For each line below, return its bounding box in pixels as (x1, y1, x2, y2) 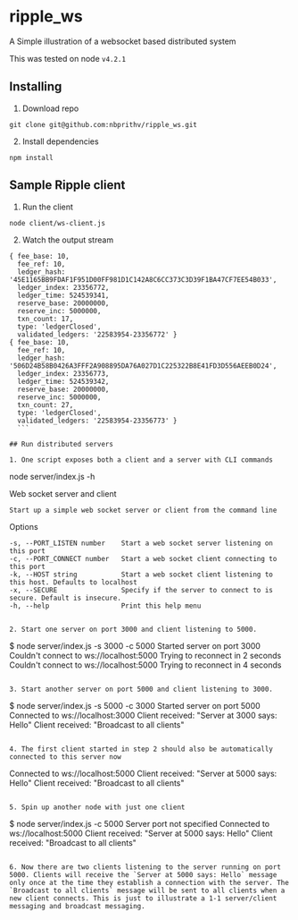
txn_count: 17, (17, 314, 74, 323)
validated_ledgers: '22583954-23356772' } (17, 329, 178, 339)
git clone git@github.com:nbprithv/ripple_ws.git (9, 120, 198, 129)
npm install (9, 153, 54, 162)
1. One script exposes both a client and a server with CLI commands (9, 455, 274, 464)
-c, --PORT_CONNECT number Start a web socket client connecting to (9, 554, 277, 563)
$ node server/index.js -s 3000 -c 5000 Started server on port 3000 (9, 640, 261, 651)
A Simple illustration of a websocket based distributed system (9, 36, 236, 47)
